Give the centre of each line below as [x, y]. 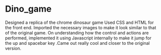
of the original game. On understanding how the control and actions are [77, 33]
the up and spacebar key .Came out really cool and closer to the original [77, 43]
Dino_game [28, 9]
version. [13, 48]
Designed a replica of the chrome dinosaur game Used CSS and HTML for [80, 22]
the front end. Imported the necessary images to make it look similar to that [81, 27]
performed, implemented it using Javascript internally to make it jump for [78, 38]
